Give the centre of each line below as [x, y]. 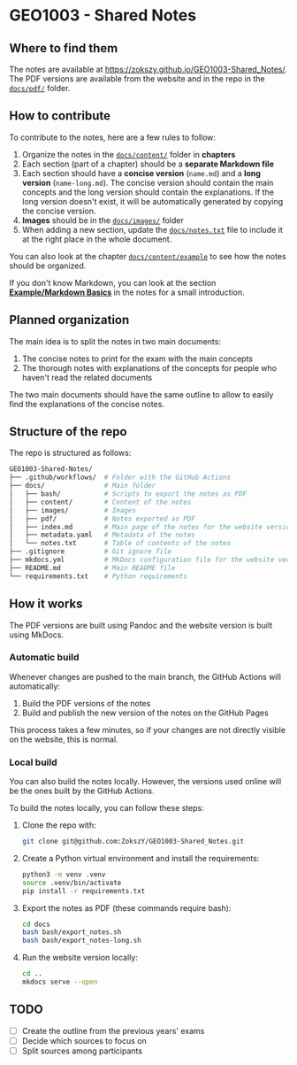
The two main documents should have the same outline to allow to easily [141, 394]
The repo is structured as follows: [70, 453]
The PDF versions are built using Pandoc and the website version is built [141, 625]
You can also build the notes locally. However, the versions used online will [145, 782]
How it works [46, 604]
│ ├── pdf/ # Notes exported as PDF [103, 519]
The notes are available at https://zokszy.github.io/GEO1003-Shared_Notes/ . [148, 69]
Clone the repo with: [59, 825]
